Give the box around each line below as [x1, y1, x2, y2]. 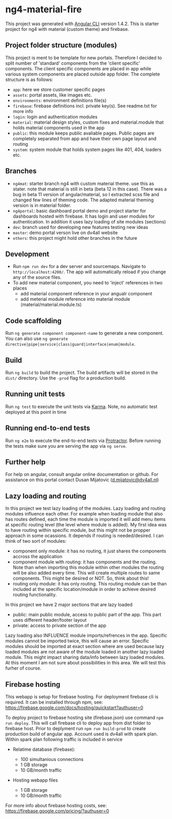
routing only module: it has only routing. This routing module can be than [12, 581, 167, 587]
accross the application [12, 554, 63, 560]
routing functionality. [12, 592, 57, 598]
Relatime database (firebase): [12, 746, 75, 753]
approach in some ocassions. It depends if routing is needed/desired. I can [5, 532, 164, 539]
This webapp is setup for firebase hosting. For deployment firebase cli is [5, 694, 159, 700]
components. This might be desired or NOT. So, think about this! [12, 575, 149, 581]
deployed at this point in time [5, 409, 67, 415]
